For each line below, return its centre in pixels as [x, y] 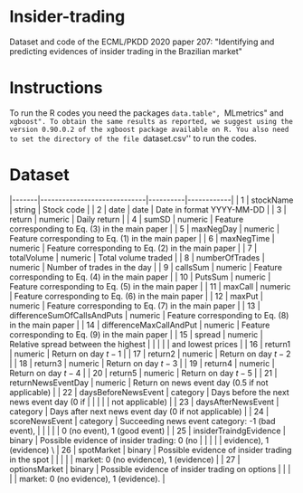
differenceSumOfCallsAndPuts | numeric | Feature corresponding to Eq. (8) [149, 315]
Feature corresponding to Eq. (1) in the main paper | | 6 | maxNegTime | [142, 238]
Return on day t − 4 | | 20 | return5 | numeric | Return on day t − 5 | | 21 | [143, 373]
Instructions [56, 88]
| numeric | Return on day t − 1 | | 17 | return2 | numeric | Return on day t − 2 [150, 354]
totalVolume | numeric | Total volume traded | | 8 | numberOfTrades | [137, 257]
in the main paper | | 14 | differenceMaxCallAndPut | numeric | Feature [140, 325]
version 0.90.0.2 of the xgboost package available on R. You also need [149, 129]
